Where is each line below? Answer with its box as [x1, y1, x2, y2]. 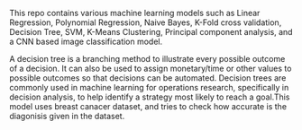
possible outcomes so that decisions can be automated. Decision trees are [9, 73, 287, 83]
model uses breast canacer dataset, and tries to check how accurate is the [9, 101, 287, 111]
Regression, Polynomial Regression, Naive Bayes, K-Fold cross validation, [9, 17, 282, 28]
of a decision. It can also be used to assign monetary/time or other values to [9, 63, 292, 74]
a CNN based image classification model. [9, 36, 163, 47]
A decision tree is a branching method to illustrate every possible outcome [9, 54, 286, 64]
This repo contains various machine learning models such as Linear [9, 8, 261, 18]
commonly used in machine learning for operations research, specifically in [9, 82, 289, 92]
